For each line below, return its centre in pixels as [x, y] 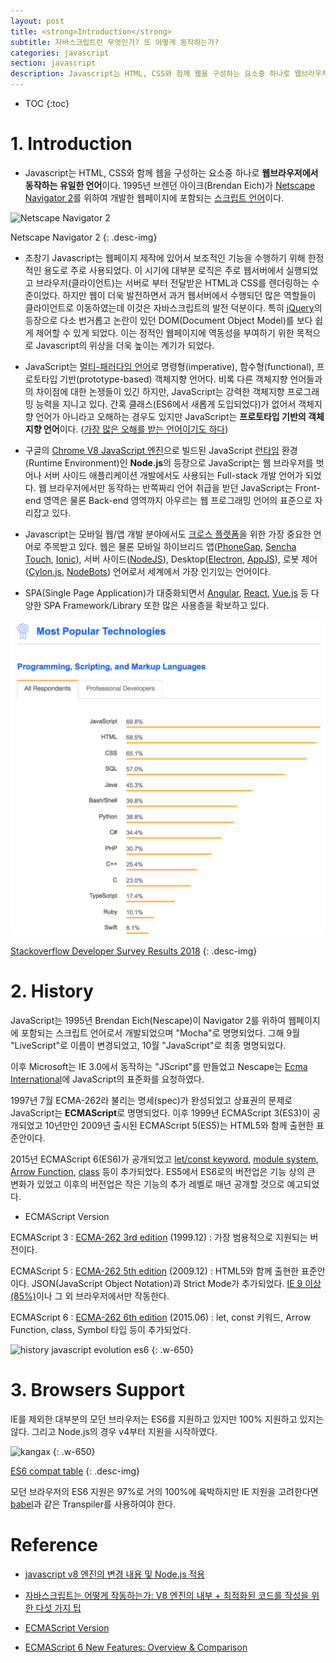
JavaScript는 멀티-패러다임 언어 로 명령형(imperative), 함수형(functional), [169, 366]
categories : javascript [60, 53]
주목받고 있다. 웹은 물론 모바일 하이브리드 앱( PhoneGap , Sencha [170, 546]
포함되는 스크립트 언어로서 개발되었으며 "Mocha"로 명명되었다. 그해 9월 [160, 1032]
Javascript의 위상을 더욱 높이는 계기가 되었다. [125, 345]
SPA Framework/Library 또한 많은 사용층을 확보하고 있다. [156, 605]
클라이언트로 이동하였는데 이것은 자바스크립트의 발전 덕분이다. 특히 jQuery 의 [173, 307]
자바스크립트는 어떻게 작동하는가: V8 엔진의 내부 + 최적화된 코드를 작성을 [167, 1595]
